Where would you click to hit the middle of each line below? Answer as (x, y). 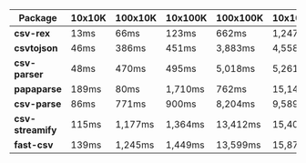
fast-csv (34, 145)
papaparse (38, 89)
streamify (36, 130)
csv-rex (32, 33)
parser (29, 74)
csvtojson (36, 48)
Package (38, 18)
